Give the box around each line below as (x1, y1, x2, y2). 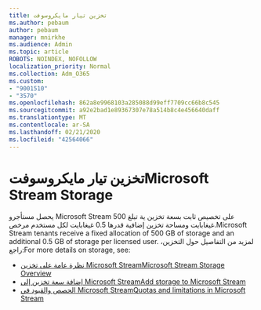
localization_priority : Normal (9, 63, 111, 71)
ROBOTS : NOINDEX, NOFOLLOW (9, 56, 97, 64)
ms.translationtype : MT (9, 114, 87, 122)
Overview (20, 268, 52, 279)
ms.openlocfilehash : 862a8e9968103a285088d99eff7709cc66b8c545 (9, 99, 220, 107)
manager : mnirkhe (9, 33, 66, 42)
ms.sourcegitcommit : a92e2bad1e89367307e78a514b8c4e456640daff (9, 107, 220, 115)
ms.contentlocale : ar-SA (9, 121, 90, 129)
